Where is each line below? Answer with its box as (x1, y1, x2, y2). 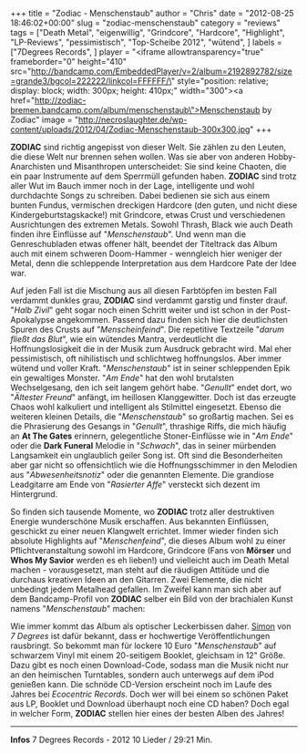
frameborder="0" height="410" (10, 57, 127, 67)
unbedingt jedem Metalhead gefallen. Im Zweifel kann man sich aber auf (10, 584, 281, 594)
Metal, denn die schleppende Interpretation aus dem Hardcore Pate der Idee (10, 258, 297, 268)
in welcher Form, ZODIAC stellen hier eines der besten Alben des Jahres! (10, 708, 285, 718)
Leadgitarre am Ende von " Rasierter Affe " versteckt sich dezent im (10, 479, 261, 490)
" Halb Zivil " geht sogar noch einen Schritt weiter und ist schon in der (10, 305, 269, 315)
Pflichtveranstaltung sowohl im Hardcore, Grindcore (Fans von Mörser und (10, 545, 292, 555)
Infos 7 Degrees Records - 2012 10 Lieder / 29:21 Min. (10, 734, 213, 745)
